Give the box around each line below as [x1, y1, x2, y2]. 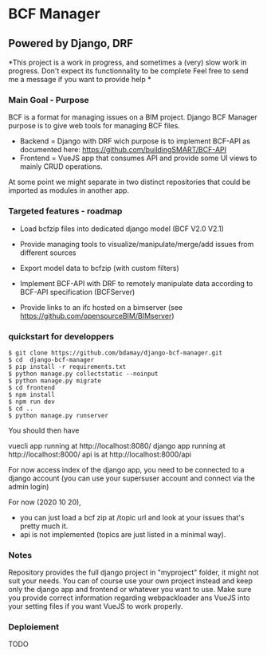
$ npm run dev [8, 398, 56, 406]
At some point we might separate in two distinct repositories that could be [8, 177, 251, 187]
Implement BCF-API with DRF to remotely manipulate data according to [19, 278, 253, 288]
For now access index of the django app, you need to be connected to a [8, 465, 245, 474]
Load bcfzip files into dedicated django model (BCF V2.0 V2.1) [19, 224, 225, 233]
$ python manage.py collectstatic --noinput [8, 370, 159, 378]
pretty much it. [19, 521, 69, 531]
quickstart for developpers [8, 331, 115, 342]
